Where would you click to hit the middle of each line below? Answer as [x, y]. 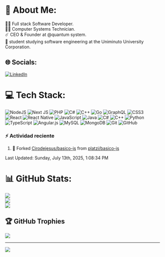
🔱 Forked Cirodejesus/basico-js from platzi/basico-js [66, 148]
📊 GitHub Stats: [39, 179]
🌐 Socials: [21, 62]
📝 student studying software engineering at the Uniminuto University [74, 41]
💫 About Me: [31, 10]
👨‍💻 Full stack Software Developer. [39, 24]
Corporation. [18, 47]
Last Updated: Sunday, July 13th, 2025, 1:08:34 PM [57, 158]
